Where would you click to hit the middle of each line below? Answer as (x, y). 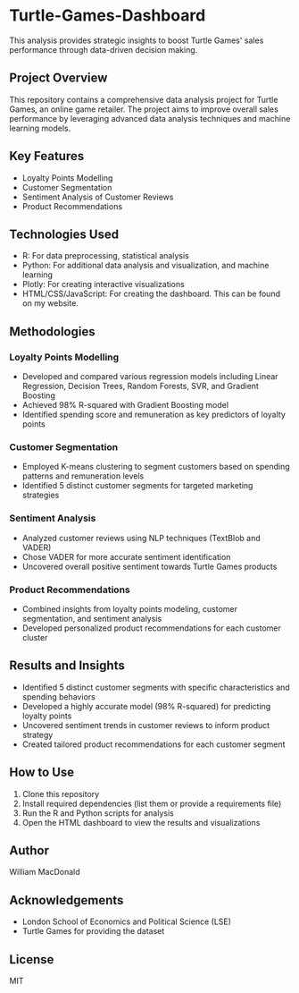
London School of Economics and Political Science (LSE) (127, 921)
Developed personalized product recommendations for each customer (151, 628)
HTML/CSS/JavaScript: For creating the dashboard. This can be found (151, 294)
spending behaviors (58, 696)
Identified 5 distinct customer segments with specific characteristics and (156, 687)
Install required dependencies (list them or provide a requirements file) (152, 803)
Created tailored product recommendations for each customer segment (154, 744)
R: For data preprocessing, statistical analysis (105, 256)
